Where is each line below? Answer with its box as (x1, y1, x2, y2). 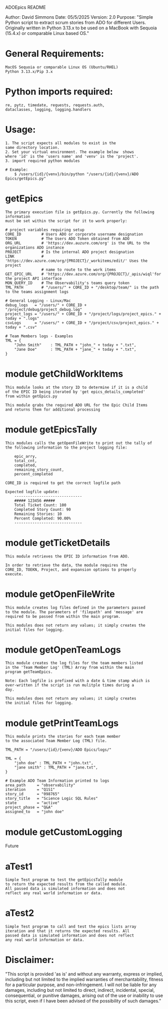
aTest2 (5, 907, 34, 919)
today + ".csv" (5, 325, 37, 330)
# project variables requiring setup (5, 227, 85, 232)
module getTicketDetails (5, 537, 110, 548)
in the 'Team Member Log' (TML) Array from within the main (5, 665, 135, 670)
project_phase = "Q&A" (5, 805, 53, 810)
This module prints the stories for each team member (5, 734, 121, 739)
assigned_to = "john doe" (5, 810, 65, 815)
